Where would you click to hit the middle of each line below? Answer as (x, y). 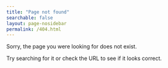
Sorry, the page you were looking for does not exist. (72, 47)
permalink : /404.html (34, 29)
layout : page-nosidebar (37, 23)
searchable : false (30, 18)
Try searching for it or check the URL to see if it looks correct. (84, 58)
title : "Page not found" (38, 12)
